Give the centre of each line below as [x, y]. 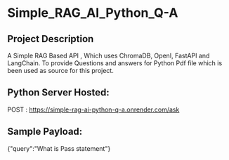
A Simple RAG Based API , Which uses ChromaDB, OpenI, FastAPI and [109, 55]
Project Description [51, 39]
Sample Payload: [45, 132]
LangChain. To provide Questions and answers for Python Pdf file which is [115, 63]
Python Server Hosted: [59, 93]
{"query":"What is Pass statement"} [59, 148]
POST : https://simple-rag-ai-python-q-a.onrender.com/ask [93, 109]
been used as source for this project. [60, 71]
